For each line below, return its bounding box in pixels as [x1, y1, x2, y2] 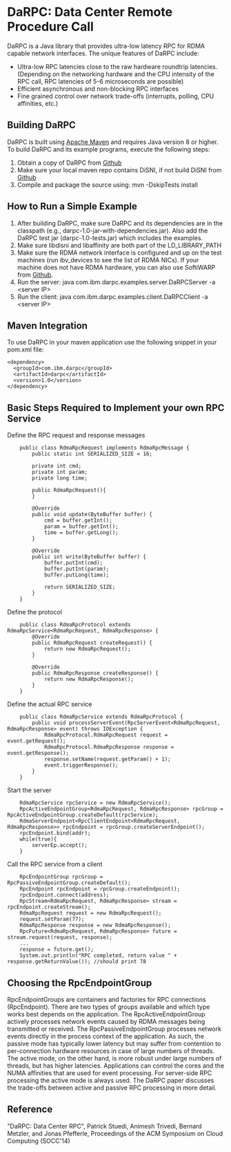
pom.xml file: [7, 345, 44, 354]
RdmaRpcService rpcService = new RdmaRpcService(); [19, 800, 171, 807]
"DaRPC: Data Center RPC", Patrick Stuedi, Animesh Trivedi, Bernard [7, 1122, 202, 1130]
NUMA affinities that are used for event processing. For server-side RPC [7, 1069, 212, 1077]
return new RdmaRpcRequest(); [43, 646, 131, 652]
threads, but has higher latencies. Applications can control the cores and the [7, 1061, 225, 1070]
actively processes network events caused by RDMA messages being [7, 1018, 205, 1025]
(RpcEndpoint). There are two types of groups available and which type [7, 1003, 210, 1011]
